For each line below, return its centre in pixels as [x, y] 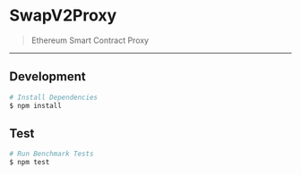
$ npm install [36, 105]
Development [48, 77]
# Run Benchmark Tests [52, 154]
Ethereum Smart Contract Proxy [90, 40]
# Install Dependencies [54, 97]
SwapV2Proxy [63, 16]
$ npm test [30, 162]
